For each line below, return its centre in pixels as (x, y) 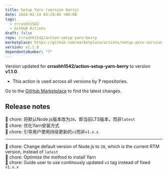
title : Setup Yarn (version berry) (42, 10)
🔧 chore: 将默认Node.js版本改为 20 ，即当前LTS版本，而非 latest (70, 119)
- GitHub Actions (28, 29)
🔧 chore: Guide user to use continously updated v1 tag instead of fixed (78, 162)
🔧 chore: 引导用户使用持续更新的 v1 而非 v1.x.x (52, 132)
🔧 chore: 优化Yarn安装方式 (32, 125)
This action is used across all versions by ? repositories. (70, 81)
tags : (11, 19)
